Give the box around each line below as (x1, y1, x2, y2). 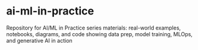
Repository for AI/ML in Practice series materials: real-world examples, (6, 24, 181, 31)
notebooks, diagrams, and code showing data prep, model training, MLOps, (6, 30, 193, 37)
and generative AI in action (6, 37, 73, 44)
